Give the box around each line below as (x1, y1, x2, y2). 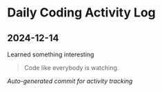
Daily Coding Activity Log (7, 5, 156, 21)
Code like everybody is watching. (23, 64, 119, 71)
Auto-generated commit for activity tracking (7, 77, 133, 85)
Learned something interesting (7, 50, 94, 58)
